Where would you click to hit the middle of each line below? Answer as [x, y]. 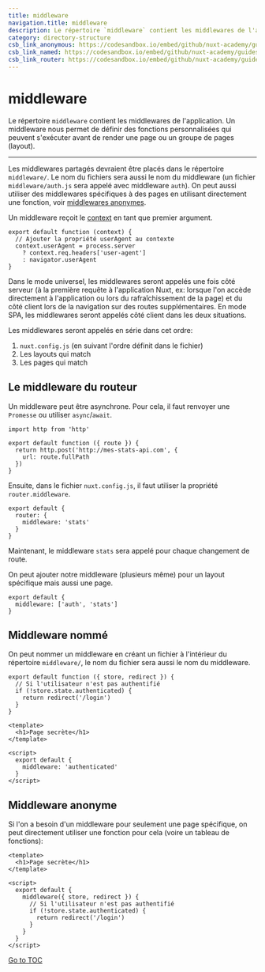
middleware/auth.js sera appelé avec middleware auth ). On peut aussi [122, 185]
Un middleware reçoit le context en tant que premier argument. [110, 217]
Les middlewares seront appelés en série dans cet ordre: [101, 330]
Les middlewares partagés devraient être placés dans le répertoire [116, 168]
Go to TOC [26, 960]
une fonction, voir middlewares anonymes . [77, 202]
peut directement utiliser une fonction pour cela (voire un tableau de [119, 833]
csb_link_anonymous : [42, 45]
